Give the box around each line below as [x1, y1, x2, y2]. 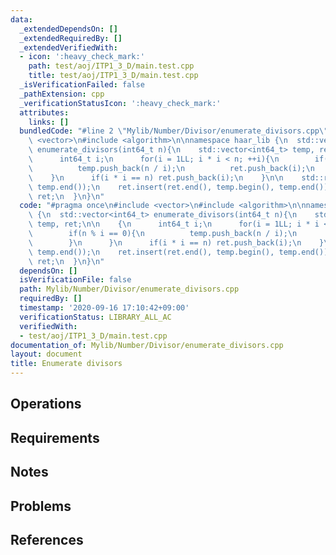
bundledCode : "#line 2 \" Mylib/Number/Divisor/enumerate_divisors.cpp [19, 126, 320, 136]
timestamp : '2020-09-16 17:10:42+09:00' [19, 303, 190, 313]
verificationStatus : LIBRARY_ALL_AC [19, 312, 172, 322]
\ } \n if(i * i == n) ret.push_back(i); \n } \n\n [28, 172, 284, 183]
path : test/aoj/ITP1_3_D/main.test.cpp [28, 61, 195, 71]
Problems [10, 497, 72, 515]
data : [10, 14, 33, 25]
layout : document [10, 349, 83, 360]
